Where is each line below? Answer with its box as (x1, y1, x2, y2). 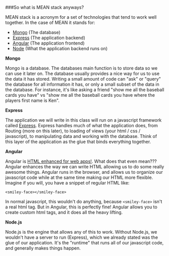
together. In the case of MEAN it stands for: (5, 20, 95, 25)
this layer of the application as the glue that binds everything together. (5, 139, 151, 144)
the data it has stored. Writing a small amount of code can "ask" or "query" (5, 76, 161, 82)
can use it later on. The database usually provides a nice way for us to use (5, 70, 160, 77)
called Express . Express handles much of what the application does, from (5, 123, 158, 128)
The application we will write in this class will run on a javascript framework (5, 117, 162, 123)
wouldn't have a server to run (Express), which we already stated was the (5, 234, 158, 240)
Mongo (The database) (12, 29, 61, 35)
